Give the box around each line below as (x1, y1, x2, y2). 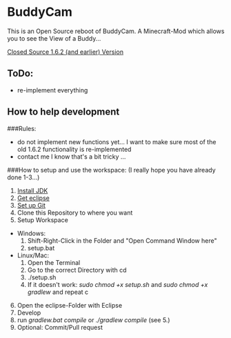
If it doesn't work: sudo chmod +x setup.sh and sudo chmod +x (27, 280, 208, 288)
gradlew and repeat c (27, 288, 89, 296)
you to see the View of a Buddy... (7, 34, 101, 42)
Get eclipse (17, 194, 50, 202)
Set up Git (17, 201, 46, 209)
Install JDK (17, 186, 48, 195)
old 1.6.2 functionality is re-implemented (17, 145, 132, 153)
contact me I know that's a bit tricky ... (17, 152, 126, 161)
